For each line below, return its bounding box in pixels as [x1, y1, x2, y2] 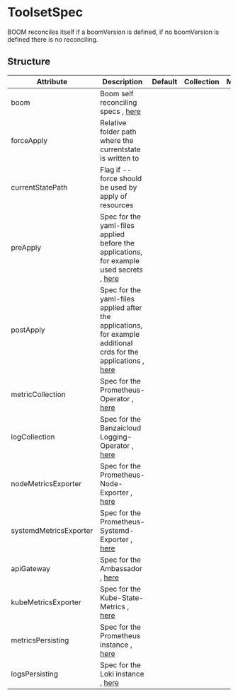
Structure [7, 56, 51, 68]
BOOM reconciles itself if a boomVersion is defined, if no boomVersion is [7, 28, 220, 36]
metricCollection [11, 389, 66, 399]
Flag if [100, 164, 121, 174]
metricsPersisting [11, 635, 69, 645]
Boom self [100, 88, 134, 98]
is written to [100, 153, 140, 163]
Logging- [100, 432, 132, 442]
